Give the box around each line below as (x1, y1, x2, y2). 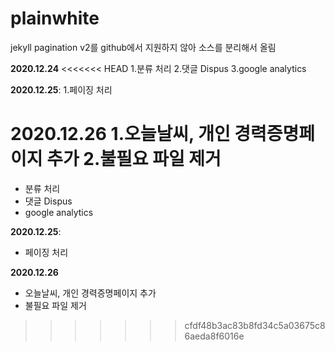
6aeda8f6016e (184, 330, 245, 342)
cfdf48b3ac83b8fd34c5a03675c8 (184, 319, 326, 331)
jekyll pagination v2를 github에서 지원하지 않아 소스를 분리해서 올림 (10, 41, 277, 53)
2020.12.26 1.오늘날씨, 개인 (10, 123, 231, 146)
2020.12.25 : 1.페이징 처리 (10, 83, 113, 96)
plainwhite (10, 7, 100, 30)
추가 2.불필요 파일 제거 (46, 148, 222, 171)
